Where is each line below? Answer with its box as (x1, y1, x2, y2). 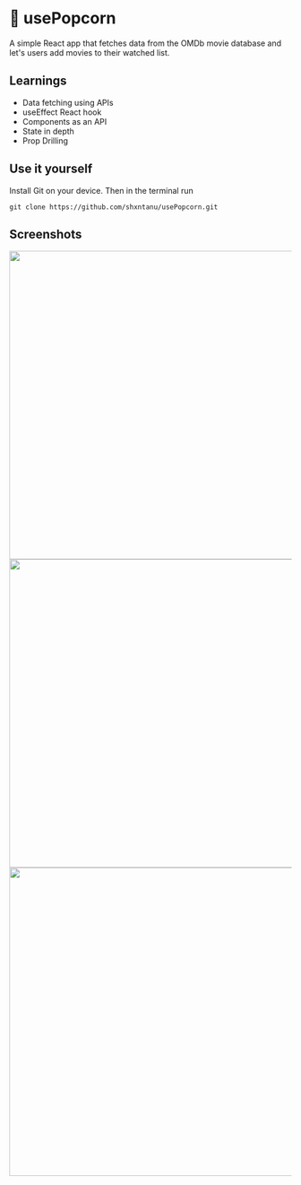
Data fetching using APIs (21, 97, 114, 108)
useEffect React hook (21, 107, 102, 118)
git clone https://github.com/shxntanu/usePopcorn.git (9, 202, 219, 212)
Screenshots (9, 226, 82, 241)
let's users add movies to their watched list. (9, 47, 170, 57)
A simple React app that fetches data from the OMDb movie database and (9, 38, 282, 48)
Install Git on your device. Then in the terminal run (9, 185, 194, 196)
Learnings (9, 74, 67, 89)
